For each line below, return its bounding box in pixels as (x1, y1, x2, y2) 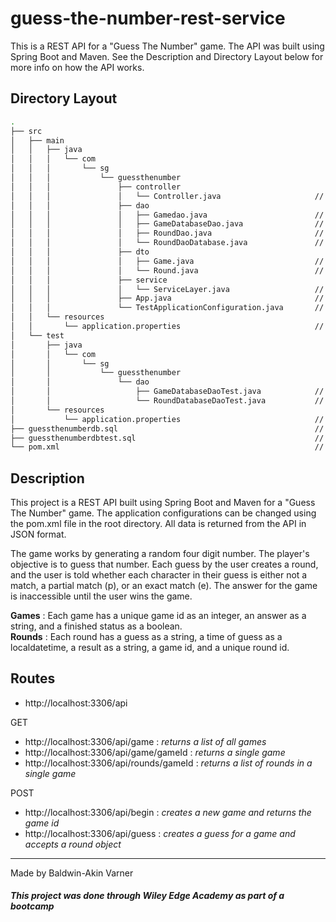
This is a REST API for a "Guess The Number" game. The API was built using (10, 40, 325, 52)
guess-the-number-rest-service (10, 7, 286, 30)
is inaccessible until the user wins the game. (10, 590, 193, 602)
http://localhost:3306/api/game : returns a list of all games (24, 735, 267, 747)
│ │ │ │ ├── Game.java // (10, 256, 325, 266)
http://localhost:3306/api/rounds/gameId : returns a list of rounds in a (24, 757, 313, 769)
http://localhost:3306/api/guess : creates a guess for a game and (24, 827, 296, 839)
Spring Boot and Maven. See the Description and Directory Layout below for (10, 50, 324, 62)
